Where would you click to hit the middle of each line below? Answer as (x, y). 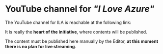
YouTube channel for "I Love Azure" (80, 9)
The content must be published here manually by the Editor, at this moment (82, 41)
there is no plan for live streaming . (41, 46)
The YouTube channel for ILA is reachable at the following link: (68, 22)
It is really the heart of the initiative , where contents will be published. (76, 32)
